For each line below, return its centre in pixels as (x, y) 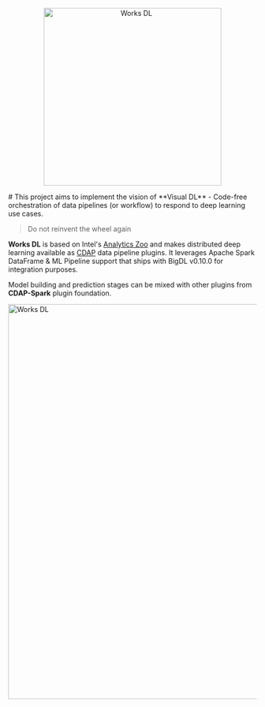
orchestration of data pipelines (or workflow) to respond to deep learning (127, 205)
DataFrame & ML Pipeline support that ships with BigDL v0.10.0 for (116, 261)
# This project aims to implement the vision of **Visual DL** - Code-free (128, 197)
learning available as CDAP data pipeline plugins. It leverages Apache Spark (131, 252)
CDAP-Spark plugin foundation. (60, 293)
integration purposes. (43, 269)
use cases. (26, 214)
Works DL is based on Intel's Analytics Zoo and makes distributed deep (125, 244)
